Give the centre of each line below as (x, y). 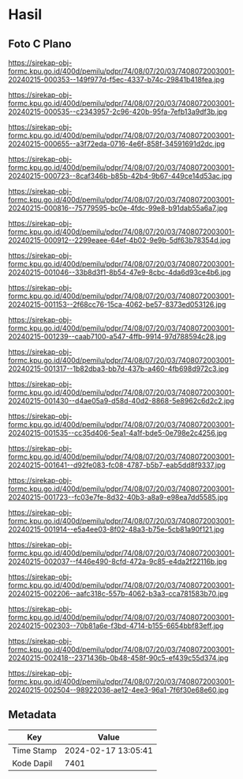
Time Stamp (35, 751)
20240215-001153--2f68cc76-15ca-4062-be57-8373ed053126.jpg (117, 304)
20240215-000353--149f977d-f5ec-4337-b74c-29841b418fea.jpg (116, 79)
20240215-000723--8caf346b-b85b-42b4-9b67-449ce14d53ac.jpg (120, 176)
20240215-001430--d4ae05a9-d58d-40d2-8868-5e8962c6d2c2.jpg (121, 401)
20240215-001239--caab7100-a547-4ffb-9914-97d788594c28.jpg (117, 337)
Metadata (32, 715)
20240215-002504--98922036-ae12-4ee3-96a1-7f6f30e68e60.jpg (118, 690)
